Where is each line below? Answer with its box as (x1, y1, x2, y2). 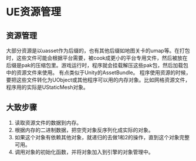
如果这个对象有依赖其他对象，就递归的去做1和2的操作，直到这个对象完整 (14, 133, 190, 141)
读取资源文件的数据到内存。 (14, 119, 82, 126)
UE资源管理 (6, 5, 62, 19)
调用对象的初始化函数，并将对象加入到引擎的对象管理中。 (14, 148, 154, 155)
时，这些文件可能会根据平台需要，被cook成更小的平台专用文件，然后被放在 (6, 54, 188, 61)
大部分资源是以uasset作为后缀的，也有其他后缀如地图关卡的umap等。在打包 (6, 47, 190, 54)
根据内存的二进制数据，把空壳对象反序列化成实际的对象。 (14, 126, 154, 133)
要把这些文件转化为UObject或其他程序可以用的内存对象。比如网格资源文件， (6, 77, 191, 83)
